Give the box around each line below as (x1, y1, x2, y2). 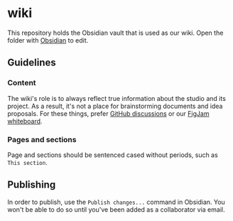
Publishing (7, 179, 56, 191)
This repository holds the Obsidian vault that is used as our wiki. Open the (7, 28, 224, 37)
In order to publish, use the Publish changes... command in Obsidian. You (7, 198, 225, 206)
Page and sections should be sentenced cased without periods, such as (7, 151, 218, 159)
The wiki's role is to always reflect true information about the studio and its (7, 94, 226, 102)
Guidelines (7, 57, 56, 69)
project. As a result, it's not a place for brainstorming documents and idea (7, 102, 223, 110)
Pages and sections (7, 134, 77, 144)
